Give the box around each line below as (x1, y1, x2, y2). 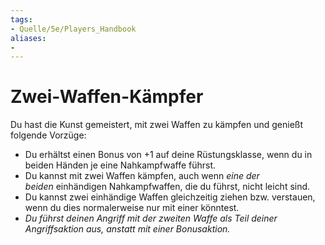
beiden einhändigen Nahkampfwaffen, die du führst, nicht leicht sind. (24, 181, 311, 193)
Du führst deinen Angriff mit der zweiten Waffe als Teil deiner (24, 212, 278, 225)
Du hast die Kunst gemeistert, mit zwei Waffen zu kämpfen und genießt (10, 119, 304, 131)
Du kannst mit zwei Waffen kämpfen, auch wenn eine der (24, 170, 260, 182)
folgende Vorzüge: (10, 129, 87, 141)
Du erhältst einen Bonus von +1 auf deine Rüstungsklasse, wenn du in (24, 149, 313, 161)
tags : (10, 14, 33, 25)
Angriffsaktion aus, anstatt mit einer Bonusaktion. (24, 223, 231, 235)
